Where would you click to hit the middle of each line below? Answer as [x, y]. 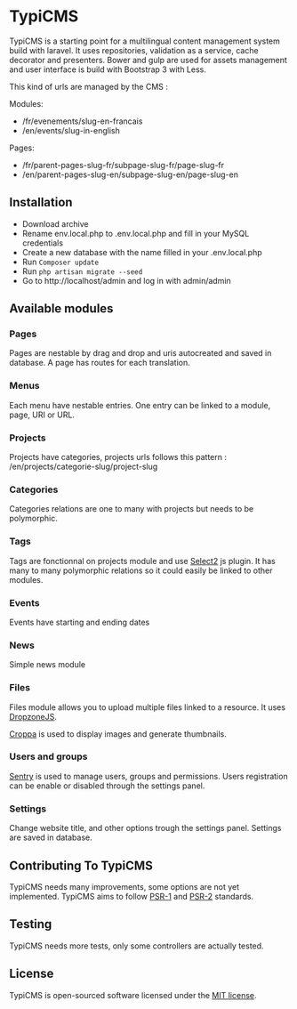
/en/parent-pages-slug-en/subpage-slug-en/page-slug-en [130, 174]
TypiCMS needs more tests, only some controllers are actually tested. [136, 946]
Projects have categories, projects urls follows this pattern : [118, 457]
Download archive [55, 223]
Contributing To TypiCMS [81, 865]
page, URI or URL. [42, 415]
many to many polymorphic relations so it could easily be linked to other [141, 570]
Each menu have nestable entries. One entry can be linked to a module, [140, 405]
